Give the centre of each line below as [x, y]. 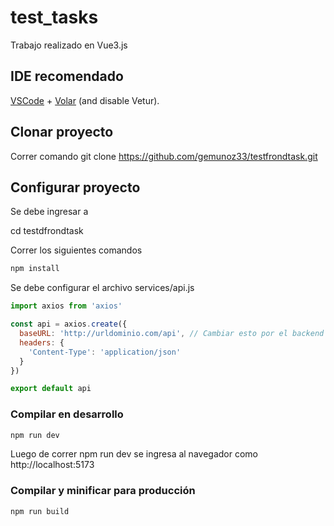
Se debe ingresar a [49, 212]
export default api [51, 389]
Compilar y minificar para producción [103, 491]
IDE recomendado [67, 76]
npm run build [40, 511]
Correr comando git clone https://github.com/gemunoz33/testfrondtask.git [164, 156]
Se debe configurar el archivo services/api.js [102, 288]
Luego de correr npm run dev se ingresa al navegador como [134, 454]
